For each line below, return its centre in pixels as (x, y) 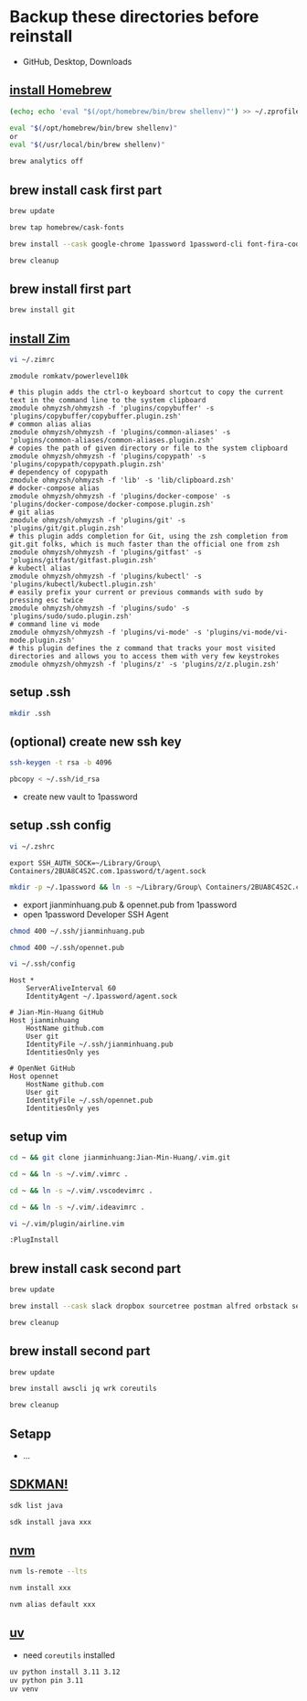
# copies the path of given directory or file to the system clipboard (148, 448)
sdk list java (37, 1505)
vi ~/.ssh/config (42, 964)
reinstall (41, 36)
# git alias (32, 512)
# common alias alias (51, 424)
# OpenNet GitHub (42, 1069)
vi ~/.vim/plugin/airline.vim (67, 1224)
